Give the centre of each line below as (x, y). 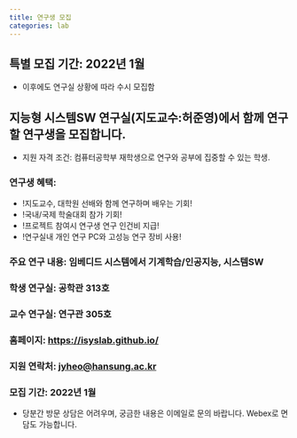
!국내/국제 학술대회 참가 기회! (72, 215)
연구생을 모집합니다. (74, 134)
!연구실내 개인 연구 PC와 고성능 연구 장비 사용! (102, 237)
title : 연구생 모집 (40, 17)
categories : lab (39, 26)
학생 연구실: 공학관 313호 (59, 288)
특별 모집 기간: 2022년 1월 (77, 64)
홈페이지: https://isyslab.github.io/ (84, 340)
